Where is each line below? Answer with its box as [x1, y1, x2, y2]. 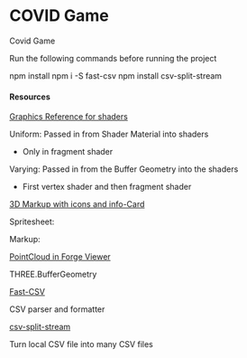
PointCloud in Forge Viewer [9, 251, 111, 262]
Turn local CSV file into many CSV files [9, 339, 153, 350]
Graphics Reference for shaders [9, 111, 128, 122]
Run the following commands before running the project [9, 52, 217, 63]
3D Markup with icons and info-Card [9, 199, 145, 210]
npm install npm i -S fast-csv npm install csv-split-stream [9, 70, 223, 81]
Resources [9, 91, 51, 102]
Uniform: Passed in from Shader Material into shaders [9, 128, 209, 140]
